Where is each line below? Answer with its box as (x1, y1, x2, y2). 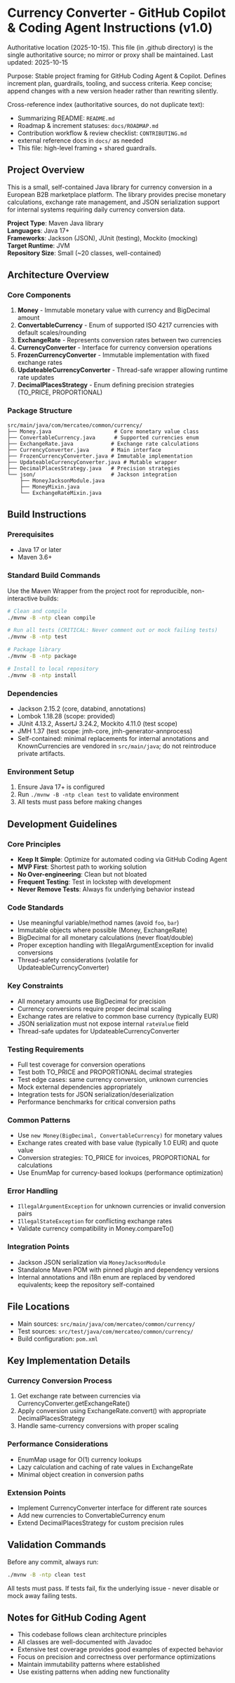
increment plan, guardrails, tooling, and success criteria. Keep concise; (7, 79, 213, 87)
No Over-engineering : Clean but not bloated (17, 870, 147, 878)
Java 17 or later (17, 546, 62, 554)
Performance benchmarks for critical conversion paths (17, 1097, 176, 1106)
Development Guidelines (7, 818, 118, 830)
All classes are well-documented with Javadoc (17, 1638, 153, 1646)
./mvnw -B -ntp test (7, 633, 68, 640)
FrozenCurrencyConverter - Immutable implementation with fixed (17, 351, 210, 359)
